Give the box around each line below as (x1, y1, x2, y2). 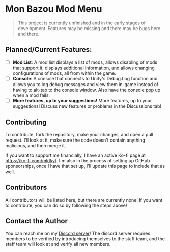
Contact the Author (5, 217, 68, 226)
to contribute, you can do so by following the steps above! (5, 202, 127, 208)
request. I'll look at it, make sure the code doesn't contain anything (5, 137, 145, 143)
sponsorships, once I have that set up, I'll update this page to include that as (5, 163, 165, 169)
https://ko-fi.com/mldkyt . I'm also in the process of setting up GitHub (5, 157, 150, 163)
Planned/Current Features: (5, 45, 92, 54)
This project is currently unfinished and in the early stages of (17, 20, 146, 26)
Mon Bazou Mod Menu (5, 3, 102, 15)
